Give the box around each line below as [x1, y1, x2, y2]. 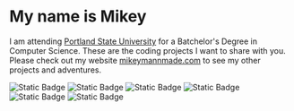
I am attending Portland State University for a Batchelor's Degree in [9, 36, 258, 47]
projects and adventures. [9, 64, 101, 75]
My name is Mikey [9, 6, 147, 27]
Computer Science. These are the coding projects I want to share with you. [9, 45, 287, 55]
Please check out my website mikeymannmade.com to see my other [9, 55, 262, 65]
